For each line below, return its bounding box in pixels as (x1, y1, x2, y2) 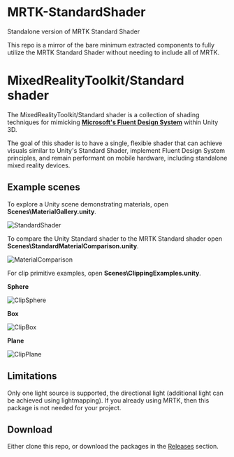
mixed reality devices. (7, 161, 71, 170)
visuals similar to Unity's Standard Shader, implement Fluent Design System (7, 146, 226, 154)
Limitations (7, 370, 57, 382)
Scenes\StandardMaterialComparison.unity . (7, 241, 139, 250)
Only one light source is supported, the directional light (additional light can (7, 389, 224, 397)
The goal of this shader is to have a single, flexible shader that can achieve (7, 139, 222, 147)
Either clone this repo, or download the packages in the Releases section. (7, 442, 219, 451)
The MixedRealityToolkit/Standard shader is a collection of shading (7, 110, 200, 119)
